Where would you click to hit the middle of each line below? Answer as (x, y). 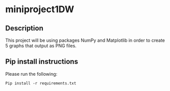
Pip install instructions (42, 62)
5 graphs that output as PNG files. (41, 46)
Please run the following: (31, 74)
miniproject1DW (40, 9)
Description (24, 28)
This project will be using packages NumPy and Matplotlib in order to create (85, 40)
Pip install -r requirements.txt (41, 83)
